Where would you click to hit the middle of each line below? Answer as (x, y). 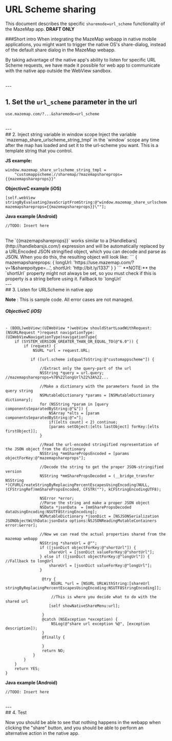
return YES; (27, 669)
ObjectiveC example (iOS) (33, 188)
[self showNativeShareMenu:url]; (84, 606)
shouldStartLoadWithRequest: (121, 328)
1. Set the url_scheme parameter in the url (71, 102)
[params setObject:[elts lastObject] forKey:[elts (104, 427)
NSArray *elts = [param (74, 413)
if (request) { (40, 346)
